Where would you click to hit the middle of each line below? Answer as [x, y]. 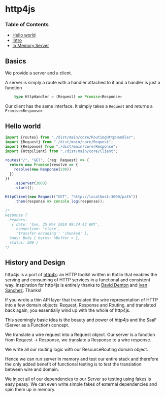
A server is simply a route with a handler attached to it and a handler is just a [83, 83]
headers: [18, 220]
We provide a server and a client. [39, 73]
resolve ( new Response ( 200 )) [43, 169]
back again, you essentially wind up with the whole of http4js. [68, 310]
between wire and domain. [32, 369]
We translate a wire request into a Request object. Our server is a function [80, 334]
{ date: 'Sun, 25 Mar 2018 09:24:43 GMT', [56, 224]
